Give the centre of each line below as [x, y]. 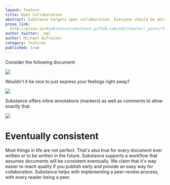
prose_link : [18, 24]
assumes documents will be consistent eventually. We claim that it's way [81, 161]
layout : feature [22, 10]
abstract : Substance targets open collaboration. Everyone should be [80, 19]
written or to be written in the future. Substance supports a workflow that [81, 156]
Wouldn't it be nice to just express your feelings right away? [68, 81]
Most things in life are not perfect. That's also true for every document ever [84, 150]
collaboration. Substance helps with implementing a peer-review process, [82, 172]
